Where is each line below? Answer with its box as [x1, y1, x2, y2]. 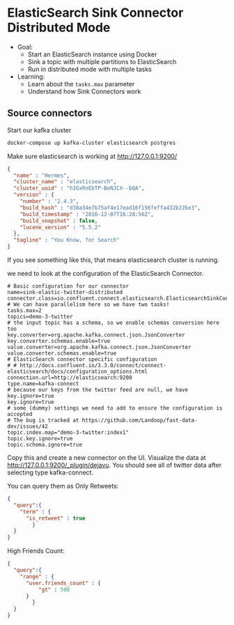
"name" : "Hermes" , [13, 172, 70, 179]
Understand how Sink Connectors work [27, 87, 141, 95]
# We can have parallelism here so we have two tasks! [7, 301, 170, 308]
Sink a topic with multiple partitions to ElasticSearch [27, 57, 177, 65]
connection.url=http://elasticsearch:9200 [7, 374, 132, 381]
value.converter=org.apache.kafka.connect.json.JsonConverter [7, 344, 192, 350]
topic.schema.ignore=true [7, 441, 82, 448]
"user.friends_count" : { [25, 580, 101, 587]
